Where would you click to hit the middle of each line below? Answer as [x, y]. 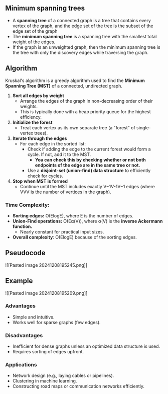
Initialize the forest [32, 122]
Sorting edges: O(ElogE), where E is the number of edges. [73, 215]
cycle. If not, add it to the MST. [59, 154]
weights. [29, 106]
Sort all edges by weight [38, 96]
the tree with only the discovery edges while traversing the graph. [80, 52]
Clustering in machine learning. [45, 381]
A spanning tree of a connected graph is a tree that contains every [82, 20]
